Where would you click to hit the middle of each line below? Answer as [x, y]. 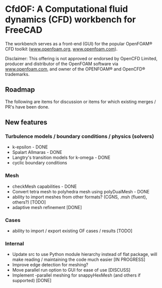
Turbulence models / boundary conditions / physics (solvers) [80, 137]
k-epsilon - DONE [30, 147]
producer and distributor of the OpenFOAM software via [62, 64]
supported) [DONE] [32, 281]
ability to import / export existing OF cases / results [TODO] [72, 231]
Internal [15, 244]
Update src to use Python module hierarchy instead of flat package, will [85, 254]
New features [26, 123]
